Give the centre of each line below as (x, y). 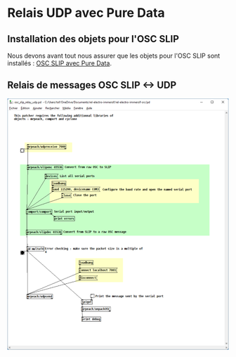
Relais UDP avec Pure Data (86, 13)
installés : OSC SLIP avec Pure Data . (60, 63)
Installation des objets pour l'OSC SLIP (93, 39)
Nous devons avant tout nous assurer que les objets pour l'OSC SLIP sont (114, 56)
